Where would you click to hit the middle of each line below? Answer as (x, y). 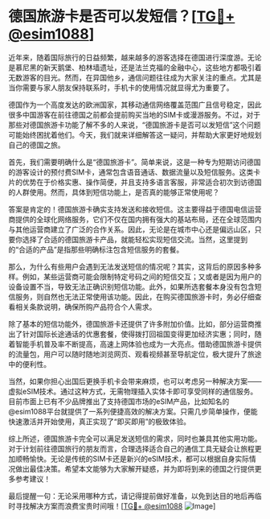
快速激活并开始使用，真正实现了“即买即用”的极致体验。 (100, 421)
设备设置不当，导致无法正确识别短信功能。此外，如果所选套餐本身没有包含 (131, 286)
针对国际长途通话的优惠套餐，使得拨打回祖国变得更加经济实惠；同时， (138, 334)
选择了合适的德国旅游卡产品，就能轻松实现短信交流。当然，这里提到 (135, 239)
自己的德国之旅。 (37, 145)
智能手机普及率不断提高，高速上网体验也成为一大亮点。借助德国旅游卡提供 (138, 344)
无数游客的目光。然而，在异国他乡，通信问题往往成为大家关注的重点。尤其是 (135, 77)
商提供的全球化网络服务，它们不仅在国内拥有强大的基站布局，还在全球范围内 (135, 219)
